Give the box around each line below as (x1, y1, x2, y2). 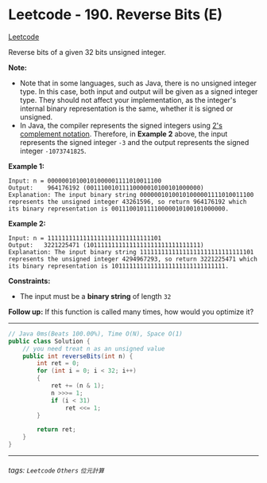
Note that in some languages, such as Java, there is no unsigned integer (19, 78, 257, 88)
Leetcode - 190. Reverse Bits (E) (8, 6, 223, 24)
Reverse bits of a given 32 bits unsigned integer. (8, 47, 167, 57)
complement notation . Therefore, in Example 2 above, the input (19, 129, 228, 139)
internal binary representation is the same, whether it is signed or (19, 104, 234, 113)
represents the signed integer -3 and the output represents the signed (19, 137, 250, 147)
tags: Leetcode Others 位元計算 (8, 465, 105, 475)
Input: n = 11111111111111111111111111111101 (8, 234, 161, 242)
